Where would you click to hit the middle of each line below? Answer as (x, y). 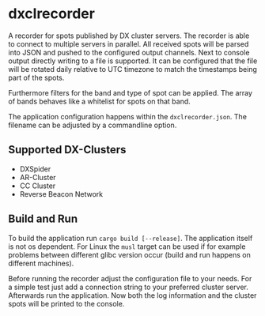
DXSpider (35, 169)
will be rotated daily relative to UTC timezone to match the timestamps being (132, 69)
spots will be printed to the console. (66, 303)
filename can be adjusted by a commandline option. (93, 125)
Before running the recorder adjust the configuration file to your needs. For (130, 278)
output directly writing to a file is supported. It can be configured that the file (133, 61)
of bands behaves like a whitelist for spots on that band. (100, 101)
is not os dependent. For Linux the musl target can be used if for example (127, 246)
